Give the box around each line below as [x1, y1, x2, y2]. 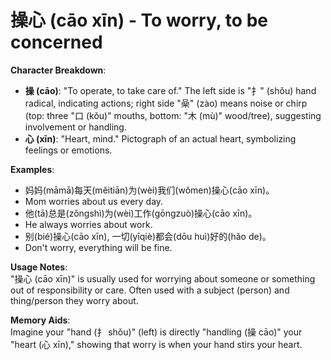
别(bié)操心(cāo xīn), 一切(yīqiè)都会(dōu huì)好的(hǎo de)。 [24, 230, 272, 242]
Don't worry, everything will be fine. [24, 241, 173, 253]
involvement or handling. [24, 121, 127, 133]
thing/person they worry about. [10, 294, 139, 306]
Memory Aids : [10, 314, 71, 326]
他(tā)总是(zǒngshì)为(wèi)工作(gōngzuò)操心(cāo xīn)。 [24, 207, 258, 219]
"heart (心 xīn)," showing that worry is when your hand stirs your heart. [10, 338, 303, 350]
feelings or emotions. [24, 144, 113, 156]
